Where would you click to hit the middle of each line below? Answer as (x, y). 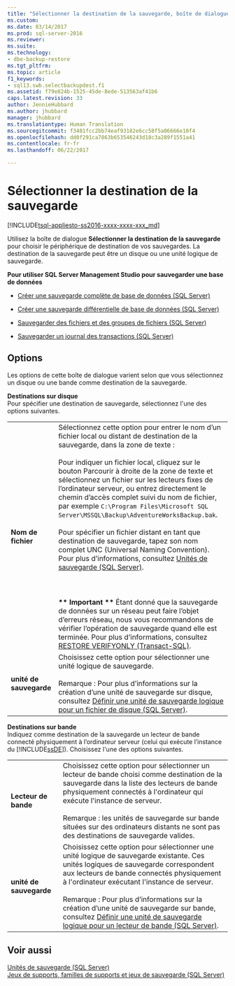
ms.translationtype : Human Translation (65, 124)
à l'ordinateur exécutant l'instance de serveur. (138, 882)
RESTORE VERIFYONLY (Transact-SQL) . (125, 645)
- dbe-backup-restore (39, 59)
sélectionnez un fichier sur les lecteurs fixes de (136, 480)
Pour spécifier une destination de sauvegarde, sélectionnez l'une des (107, 403)
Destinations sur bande (42, 727)
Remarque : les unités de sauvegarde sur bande (141, 817)
